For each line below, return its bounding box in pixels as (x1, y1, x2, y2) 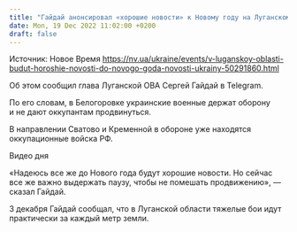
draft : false (9, 29, 57, 38)
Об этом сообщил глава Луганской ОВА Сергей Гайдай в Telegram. (9, 81, 263, 91)
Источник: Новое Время (9, 54, 101, 65)
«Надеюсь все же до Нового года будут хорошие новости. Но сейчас (9, 167, 273, 178)
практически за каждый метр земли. (9, 213, 149, 224)
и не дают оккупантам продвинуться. (9, 107, 152, 118)
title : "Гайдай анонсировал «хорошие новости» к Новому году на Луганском (9, 12, 291, 22)
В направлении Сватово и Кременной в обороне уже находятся (9, 124, 252, 135)
